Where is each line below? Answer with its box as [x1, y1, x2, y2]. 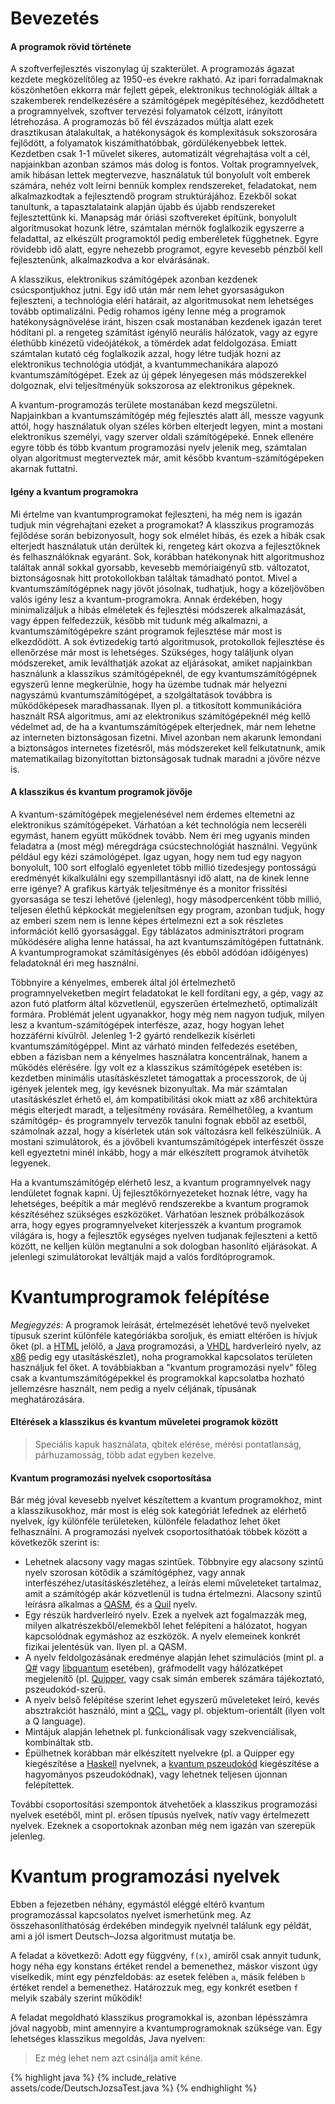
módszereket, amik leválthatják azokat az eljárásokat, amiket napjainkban [10, 657, 313, 669]
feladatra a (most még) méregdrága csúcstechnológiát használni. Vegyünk [10, 840, 318, 852]
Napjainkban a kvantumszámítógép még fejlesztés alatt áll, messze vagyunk [10, 410, 325, 422]
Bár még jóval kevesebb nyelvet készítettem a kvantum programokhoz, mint [10, 1494, 323, 1506]
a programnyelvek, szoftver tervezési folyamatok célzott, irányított [10, 105, 283, 117]
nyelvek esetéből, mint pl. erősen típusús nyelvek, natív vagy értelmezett [10, 1809, 310, 1821]
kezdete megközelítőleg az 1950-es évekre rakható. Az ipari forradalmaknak [10, 73, 324, 86]
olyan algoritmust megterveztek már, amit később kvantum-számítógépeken [10, 452, 325, 464]
